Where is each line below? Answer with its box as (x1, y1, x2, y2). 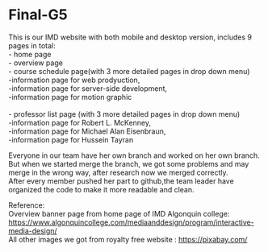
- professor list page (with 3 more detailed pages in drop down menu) (8, 109, 241, 118)
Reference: (8, 200, 45, 210)
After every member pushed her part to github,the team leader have (8, 176, 234, 186)
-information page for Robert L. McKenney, (8, 118, 152, 127)
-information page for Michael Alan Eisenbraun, (8, 126, 166, 136)
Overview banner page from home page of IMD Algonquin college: (8, 209, 230, 218)
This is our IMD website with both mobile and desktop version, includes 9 (8, 32, 253, 42)
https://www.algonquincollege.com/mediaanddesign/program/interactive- (8, 217, 254, 227)
